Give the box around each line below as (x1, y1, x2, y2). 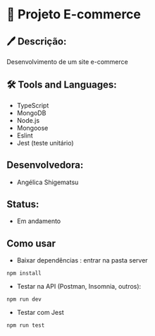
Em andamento (16, 217, 61, 225)
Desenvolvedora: (6, 159, 84, 172)
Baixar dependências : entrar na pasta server (16, 256, 149, 265)
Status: (6, 198, 39, 210)
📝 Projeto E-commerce (6, 6, 142, 23)
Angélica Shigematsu (16, 178, 79, 186)
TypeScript (16, 101, 49, 109)
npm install (6, 270, 42, 277)
